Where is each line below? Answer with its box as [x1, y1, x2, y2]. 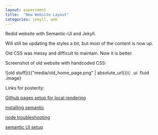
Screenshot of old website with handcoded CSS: [5, 60, 106, 66]
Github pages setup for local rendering [5, 95, 86, 101]
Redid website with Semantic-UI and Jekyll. [5, 31, 96, 37]
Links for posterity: [5, 85, 45, 91]
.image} [5, 75, 22, 81]
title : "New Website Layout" [5, 12, 69, 17]
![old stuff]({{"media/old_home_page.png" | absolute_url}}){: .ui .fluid [5, 70, 149, 76]
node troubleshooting [5, 114, 51, 120]
